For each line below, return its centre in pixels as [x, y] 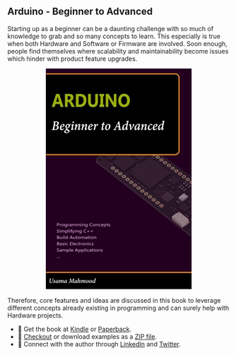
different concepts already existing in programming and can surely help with [118, 308]
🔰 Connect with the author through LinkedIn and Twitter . [99, 344]
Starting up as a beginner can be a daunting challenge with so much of [111, 28]
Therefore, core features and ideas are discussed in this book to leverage [114, 300]
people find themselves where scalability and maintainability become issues [118, 51]
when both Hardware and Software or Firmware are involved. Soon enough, [117, 43]
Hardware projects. [35, 315]
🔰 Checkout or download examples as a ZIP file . [87, 336]
